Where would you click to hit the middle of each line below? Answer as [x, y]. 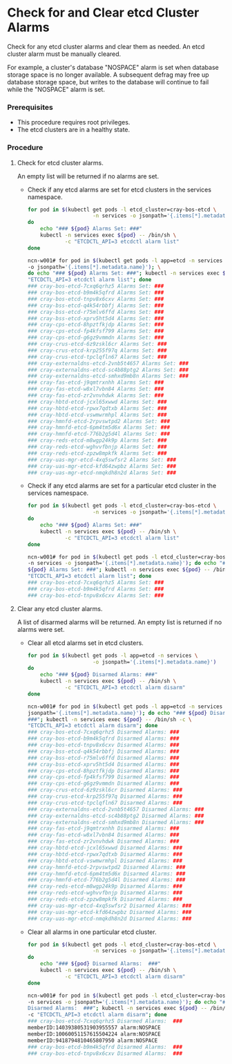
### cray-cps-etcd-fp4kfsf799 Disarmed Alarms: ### [103, 777]
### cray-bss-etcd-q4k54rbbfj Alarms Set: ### [96, 306]
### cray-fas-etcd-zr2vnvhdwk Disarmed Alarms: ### [103, 841]
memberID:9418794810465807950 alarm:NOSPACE [93, 1040]
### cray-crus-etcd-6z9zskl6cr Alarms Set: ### [97, 344]
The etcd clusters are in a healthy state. [74, 130]
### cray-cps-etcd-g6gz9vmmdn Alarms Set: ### [96, 338]
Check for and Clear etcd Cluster [103, 13]
